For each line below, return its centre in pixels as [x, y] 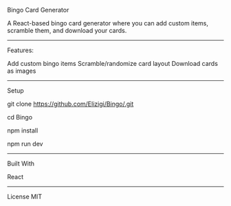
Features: [21, 50]
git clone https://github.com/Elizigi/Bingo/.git [70, 104]
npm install [23, 130]
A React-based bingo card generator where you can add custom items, [108, 23]
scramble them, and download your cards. [67, 31]
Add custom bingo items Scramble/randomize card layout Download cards [113, 64]
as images [22, 71]
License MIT [25, 196]
